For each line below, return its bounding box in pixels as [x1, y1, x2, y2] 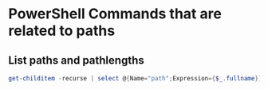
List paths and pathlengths [8, 53, 145, 67]
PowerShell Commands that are [8, 5, 222, 23]
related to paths [8, 22, 116, 40]
